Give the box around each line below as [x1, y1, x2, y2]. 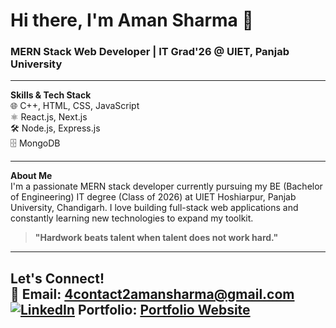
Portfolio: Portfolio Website [78, 301, 251, 318]
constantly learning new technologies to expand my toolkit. [10, 212, 254, 224]
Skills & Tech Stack [10, 89, 92, 101]
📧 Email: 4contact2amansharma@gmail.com [10, 285, 295, 303]
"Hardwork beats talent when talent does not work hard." [34, 232, 279, 244]
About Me [10, 170, 53, 182]
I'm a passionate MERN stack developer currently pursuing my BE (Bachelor [10, 180, 323, 193]
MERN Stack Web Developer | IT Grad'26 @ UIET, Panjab [10, 45, 290, 59]
